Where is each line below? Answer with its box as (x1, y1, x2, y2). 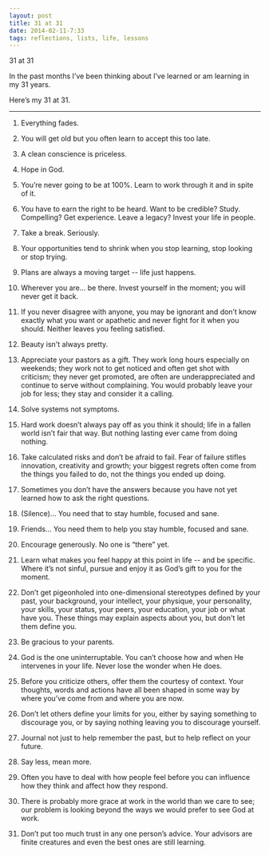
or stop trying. (20, 253, 68, 262)
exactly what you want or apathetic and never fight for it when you (20, 316, 239, 325)
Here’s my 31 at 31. (9, 95, 71, 105)
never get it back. (20, 292, 79, 301)
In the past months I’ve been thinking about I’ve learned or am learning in (9, 71, 250, 81)
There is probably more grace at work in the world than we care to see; (20, 797, 255, 806)
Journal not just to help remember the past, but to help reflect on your (20, 733, 251, 743)
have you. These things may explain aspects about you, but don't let (20, 613, 246, 623)
